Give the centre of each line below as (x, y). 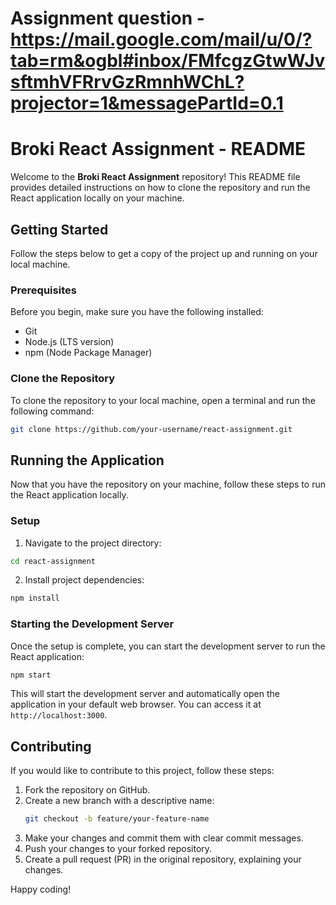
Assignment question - (107, 18)
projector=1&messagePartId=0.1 (147, 103)
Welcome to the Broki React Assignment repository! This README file (155, 177)
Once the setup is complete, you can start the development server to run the (168, 646)
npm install (35, 598)
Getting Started (59, 229)
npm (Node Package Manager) (88, 353)
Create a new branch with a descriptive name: (119, 801)
